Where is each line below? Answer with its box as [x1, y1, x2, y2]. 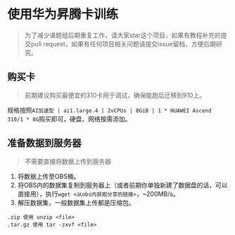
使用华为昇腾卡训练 [7, 6, 119, 22]
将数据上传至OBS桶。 [17, 172, 80, 180]
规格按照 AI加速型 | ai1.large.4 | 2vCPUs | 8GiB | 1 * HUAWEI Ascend [7, 106, 212, 114]
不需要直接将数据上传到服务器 [24, 157, 111, 166]
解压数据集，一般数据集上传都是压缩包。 [17, 198, 135, 207]
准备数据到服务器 [7, 137, 82, 149]
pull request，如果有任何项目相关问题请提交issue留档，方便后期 [30, 39, 217, 48]
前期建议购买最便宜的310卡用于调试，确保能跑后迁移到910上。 [24, 90, 206, 99]
